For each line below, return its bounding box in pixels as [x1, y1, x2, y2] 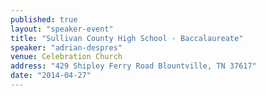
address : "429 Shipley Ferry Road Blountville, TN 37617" [10, 61, 257, 71]
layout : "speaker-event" [10, 24, 114, 34]
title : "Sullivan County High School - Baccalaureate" [10, 33, 244, 43]
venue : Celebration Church [10, 52, 123, 62]
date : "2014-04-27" [10, 71, 92, 81]
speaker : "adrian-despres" [10, 42, 123, 53]
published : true [10, 14, 78, 25]
